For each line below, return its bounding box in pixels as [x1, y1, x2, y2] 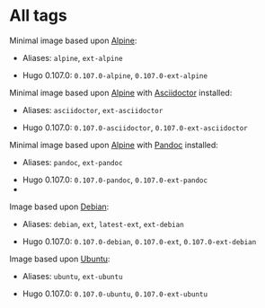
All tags [9, 5, 67, 26]
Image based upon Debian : [9, 201, 110, 212]
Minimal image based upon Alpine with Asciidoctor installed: [9, 87, 233, 98]
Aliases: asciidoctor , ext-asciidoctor [22, 104, 163, 115]
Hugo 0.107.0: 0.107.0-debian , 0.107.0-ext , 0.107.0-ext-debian [22, 235, 257, 247]
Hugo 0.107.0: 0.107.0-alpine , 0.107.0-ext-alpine [22, 69, 208, 81]
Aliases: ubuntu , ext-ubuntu [22, 270, 123, 281]
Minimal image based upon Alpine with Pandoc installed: [9, 139, 218, 150]
